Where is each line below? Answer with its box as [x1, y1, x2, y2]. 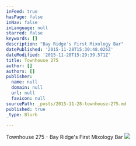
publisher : [6, 74, 33, 79]
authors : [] [6, 68, 35, 74]
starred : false [6, 30, 43, 36]
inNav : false [6, 19, 38, 25]
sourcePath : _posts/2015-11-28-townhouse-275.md [6, 100, 127, 107]
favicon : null [11, 95, 46, 101]
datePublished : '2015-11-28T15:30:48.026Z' [6, 47, 114, 53]
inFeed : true [6, 8, 38, 15]
